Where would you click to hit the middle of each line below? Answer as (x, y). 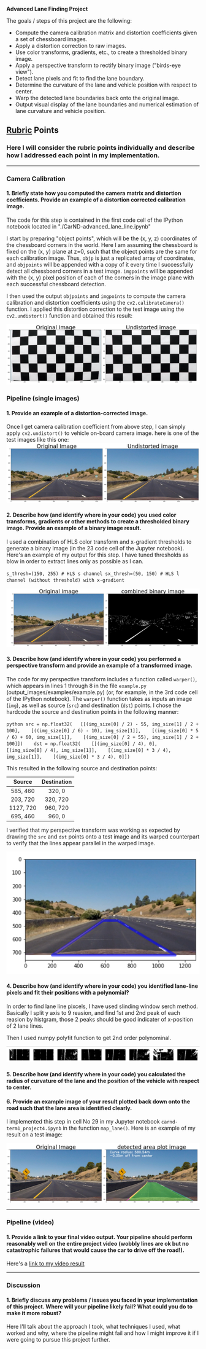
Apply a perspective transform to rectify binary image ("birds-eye (98, 65)
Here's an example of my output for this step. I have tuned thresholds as (97, 555)
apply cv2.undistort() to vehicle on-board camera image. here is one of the (103, 433)
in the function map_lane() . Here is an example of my (129, 1128)
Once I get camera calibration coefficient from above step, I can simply (96, 427)
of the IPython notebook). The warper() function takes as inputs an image (99, 698)
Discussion (24, 1285)
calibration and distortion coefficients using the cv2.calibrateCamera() (96, 302)
